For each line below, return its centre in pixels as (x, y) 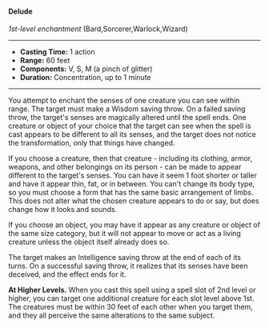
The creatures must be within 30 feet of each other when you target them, (131, 307)
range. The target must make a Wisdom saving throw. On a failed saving (127, 109)
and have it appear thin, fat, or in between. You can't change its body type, (132, 184)
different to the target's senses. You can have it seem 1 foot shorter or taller (133, 175)
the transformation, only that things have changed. (92, 143)
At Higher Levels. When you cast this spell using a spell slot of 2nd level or (132, 290)
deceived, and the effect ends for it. (67, 274)
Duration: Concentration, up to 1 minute (85, 78)
